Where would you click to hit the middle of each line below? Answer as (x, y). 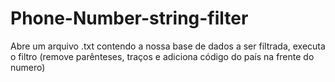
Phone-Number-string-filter (129, 18)
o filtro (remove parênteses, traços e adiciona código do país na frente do (162, 56)
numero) (28, 67)
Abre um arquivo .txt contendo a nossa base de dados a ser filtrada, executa (168, 46)
